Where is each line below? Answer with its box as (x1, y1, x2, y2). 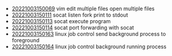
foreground (11, 37, 40, 43)
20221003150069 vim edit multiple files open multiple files (11, 5, 155, 12)
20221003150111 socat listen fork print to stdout (11, 11, 129, 18)
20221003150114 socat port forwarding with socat (11, 24, 135, 31)
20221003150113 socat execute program (11, 18, 111, 24)
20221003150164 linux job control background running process (11, 43, 167, 50)
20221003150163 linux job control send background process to (11, 30, 166, 38)
